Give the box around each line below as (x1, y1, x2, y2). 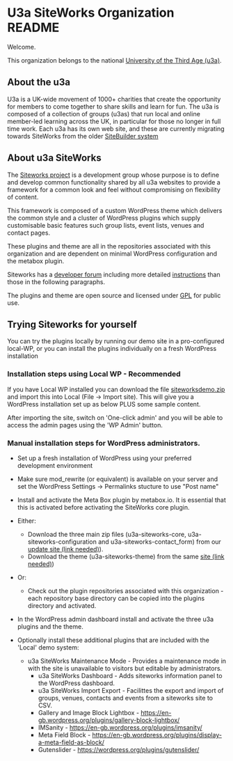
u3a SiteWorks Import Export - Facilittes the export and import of (38, 686, 224, 694)
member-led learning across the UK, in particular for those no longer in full (7, 117, 221, 125)
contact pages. (7, 228, 51, 237)
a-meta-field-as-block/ (38, 738, 104, 746)
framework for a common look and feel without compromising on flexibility (7, 185, 221, 194)
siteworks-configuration (27, 538, 97, 546)
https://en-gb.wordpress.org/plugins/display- (92, 730, 223, 739)
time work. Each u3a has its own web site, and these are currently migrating (7, 124, 225, 133)
